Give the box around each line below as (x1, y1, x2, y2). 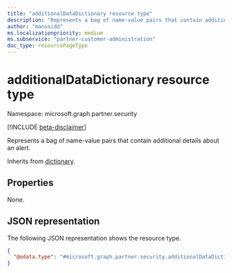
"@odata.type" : (13, 254, 57, 261)
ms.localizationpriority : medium (7, 29, 104, 37)
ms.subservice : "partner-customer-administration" (7, 36, 156, 43)
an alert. (7, 143, 31, 152)
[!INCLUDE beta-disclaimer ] (7, 122, 86, 131)
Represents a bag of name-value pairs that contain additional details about (7, 136, 220, 144)
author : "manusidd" (7, 23, 64, 30)
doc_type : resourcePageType (7, 42, 88, 49)
